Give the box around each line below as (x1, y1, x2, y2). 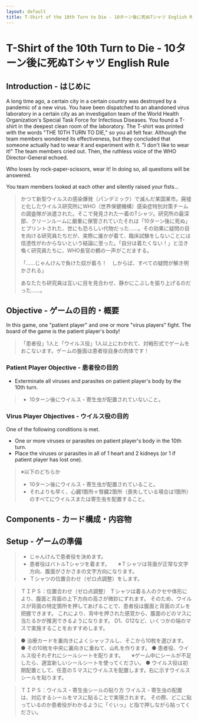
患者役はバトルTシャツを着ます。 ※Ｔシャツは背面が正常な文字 (29, 561, 189, 568)
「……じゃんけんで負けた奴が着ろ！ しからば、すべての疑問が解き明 (20, 259, 189, 266)
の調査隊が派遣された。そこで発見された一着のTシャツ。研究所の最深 (20, 210, 190, 217)
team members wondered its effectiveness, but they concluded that (6, 135, 171, 142)
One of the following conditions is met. (6, 425, 100, 432)
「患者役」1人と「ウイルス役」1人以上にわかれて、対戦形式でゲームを (20, 340, 190, 347)
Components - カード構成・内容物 (6, 514, 132, 525)
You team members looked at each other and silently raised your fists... (6, 183, 179, 190)
